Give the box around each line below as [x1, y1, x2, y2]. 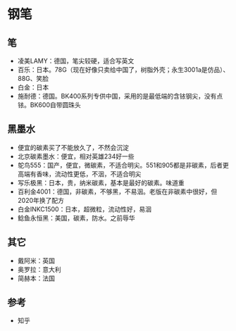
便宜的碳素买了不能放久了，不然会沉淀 [17, 143, 129, 151]
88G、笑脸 [17, 75, 49, 82]
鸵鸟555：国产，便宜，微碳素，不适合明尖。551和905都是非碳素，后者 [17, 161, 223, 169]
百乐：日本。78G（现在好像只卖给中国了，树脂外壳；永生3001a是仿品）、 [17, 65, 230, 74]
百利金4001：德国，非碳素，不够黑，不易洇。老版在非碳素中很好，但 [17, 187, 218, 196]
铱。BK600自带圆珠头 [17, 101, 81, 109]
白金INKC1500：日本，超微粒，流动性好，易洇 [17, 205, 151, 213]
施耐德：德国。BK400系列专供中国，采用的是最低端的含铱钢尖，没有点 [17, 92, 223, 100]
